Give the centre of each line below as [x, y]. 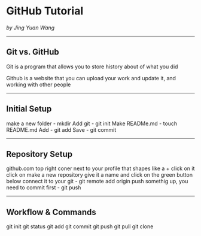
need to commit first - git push [44, 187]
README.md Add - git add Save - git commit [61, 129]
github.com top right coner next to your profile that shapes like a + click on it [100, 168]
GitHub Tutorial [45, 11]
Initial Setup [29, 109]
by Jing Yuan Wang [31, 28]
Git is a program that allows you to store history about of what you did [92, 66]
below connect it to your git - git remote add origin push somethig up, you [97, 181]
